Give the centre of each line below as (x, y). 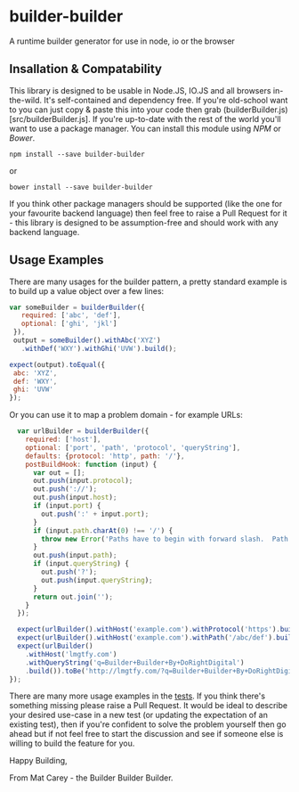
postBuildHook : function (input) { (91, 464)
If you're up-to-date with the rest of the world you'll (187, 118)
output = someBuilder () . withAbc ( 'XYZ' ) (87, 340)
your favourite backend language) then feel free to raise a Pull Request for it (148, 213)
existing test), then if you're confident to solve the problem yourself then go (148, 724)
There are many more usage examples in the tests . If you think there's (137, 696)
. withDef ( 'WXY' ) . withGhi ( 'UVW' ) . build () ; (99, 348)
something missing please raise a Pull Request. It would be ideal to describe (148, 706)
